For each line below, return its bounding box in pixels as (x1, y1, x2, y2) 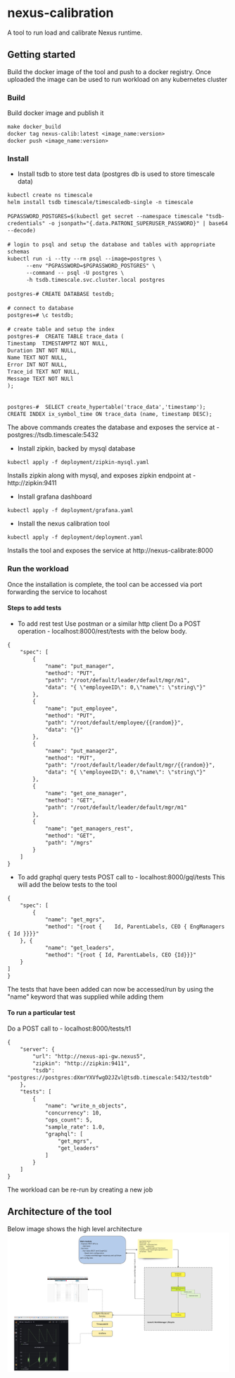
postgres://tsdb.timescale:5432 (7, 431, 99, 439)
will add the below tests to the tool (17, 880, 118, 889)
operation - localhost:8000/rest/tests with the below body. (17, 626, 188, 635)
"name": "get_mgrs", (44, 916, 106, 923)
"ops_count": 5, (44, 1117, 93, 1124)
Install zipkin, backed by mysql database (17, 444, 136, 453)
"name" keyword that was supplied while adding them (7, 992, 164, 1001)
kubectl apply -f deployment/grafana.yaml (7, 507, 134, 514)
